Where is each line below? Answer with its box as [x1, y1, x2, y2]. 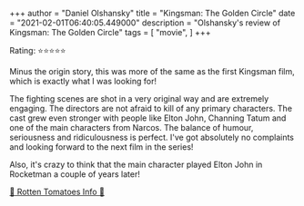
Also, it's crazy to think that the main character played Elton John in [9, 159, 263, 170]
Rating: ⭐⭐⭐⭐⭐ [9, 45, 66, 55]
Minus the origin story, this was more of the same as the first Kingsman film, [9, 66, 296, 76]
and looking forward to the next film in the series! [9, 142, 194, 152]
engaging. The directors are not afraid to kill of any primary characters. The [9, 103, 293, 113]
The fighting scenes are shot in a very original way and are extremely [9, 93, 269, 103]
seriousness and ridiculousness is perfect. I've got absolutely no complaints [9, 132, 294, 142]
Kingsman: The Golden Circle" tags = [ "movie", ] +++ [9, 27, 211, 37]
